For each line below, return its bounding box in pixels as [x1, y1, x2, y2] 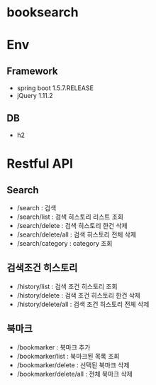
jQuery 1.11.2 [16, 92, 54, 100]
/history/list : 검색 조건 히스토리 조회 [16, 282, 118, 291]
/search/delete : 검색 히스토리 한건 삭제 [16, 222, 128, 229]
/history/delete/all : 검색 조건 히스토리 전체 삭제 [16, 300, 150, 308]
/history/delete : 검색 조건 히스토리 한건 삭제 [16, 291, 141, 299]
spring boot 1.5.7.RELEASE [16, 84, 94, 92]
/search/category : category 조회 [16, 239, 113, 247]
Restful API [6, 156, 74, 172]
